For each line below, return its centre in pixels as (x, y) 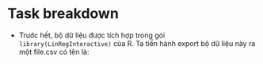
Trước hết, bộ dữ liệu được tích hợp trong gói (92, 35)
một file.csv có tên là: (54, 52)
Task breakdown (63, 14)
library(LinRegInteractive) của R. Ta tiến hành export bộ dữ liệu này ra (137, 43)
